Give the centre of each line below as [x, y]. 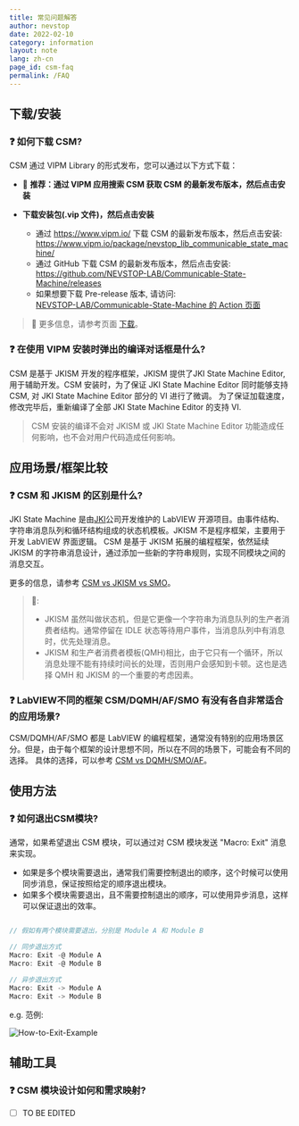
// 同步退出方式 [35, 947]
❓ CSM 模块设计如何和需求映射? [78, 1090]
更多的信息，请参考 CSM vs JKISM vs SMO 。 [92, 583]
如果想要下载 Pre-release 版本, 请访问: [106, 294]
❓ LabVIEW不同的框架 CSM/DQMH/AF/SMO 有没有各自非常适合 [146, 700]
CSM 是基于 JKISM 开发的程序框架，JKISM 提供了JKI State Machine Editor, [147, 373]
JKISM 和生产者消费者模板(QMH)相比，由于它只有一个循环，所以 [164, 653]
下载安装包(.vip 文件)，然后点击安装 [88, 214]
